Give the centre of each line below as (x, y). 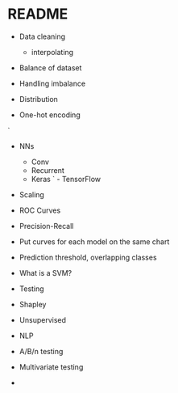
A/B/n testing (41, 351)
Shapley (33, 304)
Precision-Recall (46, 226)
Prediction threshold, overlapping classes (88, 257)
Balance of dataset (50, 68)
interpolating (52, 52)
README (38, 14)
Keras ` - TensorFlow (66, 179)
